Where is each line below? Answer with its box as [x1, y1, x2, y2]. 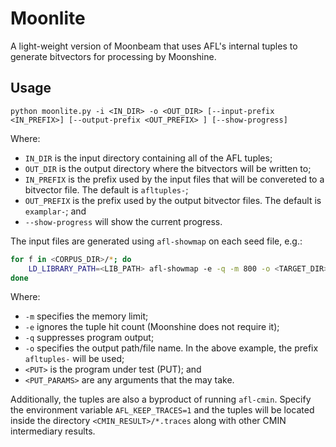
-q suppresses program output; [24, 332, 155, 344]
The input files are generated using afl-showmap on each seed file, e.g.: [10, 235, 303, 247]
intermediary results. [10, 425, 96, 437]
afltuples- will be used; [24, 353, 125, 365]
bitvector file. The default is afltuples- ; [24, 183, 189, 196]
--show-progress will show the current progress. [24, 215, 223, 227]
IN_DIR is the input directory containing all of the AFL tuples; [24, 152, 273, 164]
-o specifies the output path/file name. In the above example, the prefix [24, 342, 319, 354]
